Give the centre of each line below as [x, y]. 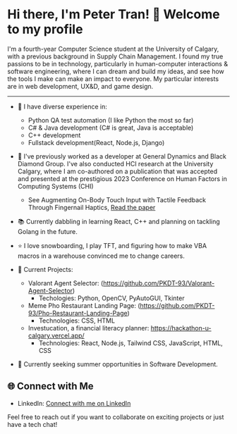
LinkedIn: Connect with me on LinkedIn [74, 403]
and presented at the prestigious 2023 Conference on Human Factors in [122, 178]
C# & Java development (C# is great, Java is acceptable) [111, 128]
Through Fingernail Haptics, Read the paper [92, 207]
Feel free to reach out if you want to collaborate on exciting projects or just [116, 417]
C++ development [54, 135]
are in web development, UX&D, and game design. [80, 86]
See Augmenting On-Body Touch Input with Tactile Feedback [117, 199]
